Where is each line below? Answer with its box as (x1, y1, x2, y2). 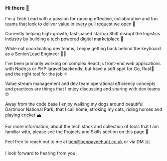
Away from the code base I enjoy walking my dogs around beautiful (5, 101, 144, 107)
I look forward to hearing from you (5, 150, 76, 156)
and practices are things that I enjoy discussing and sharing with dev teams (5, 86, 161, 92)
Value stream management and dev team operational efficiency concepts (5, 80, 156, 86)
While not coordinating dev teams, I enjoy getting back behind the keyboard (5, 46, 161, 52)
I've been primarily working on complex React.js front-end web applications (5, 61, 161, 67)
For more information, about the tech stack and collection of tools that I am (5, 124, 159, 130)
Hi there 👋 (5, 4, 30, 11)
